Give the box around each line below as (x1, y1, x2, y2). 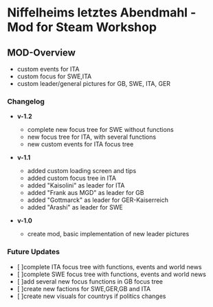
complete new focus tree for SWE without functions (27, 126, 174, 134)
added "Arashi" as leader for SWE (27, 203, 124, 212)
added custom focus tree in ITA (27, 174, 117, 183)
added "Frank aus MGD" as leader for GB (27, 189, 144, 197)
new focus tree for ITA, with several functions (27, 133, 157, 141)
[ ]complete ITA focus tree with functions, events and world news (16, 262, 202, 271)
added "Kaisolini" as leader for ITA (27, 181, 125, 190)
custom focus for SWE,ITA (16, 72, 92, 80)
